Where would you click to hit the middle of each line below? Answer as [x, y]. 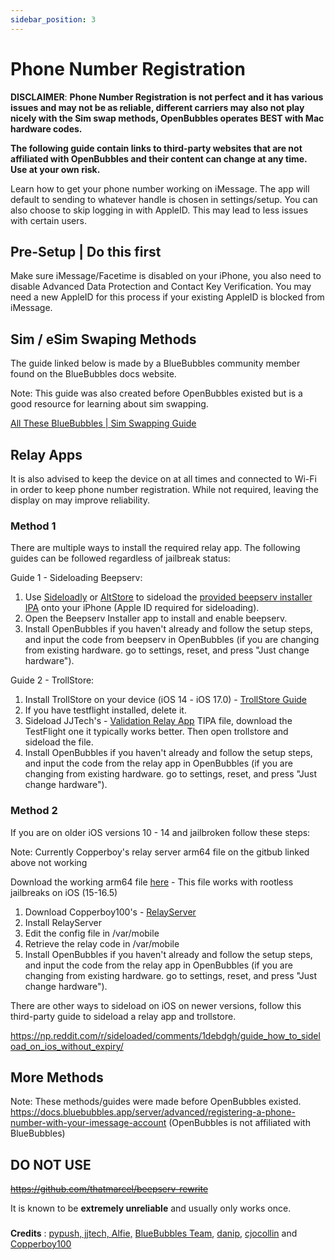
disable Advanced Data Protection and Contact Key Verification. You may [161, 287]
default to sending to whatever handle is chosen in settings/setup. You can [164, 199]
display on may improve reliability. [80, 500]
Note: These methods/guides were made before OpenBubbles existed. [156, 1102]
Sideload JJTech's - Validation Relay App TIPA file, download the [158, 721]
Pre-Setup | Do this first [86, 251]
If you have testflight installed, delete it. [105, 710]
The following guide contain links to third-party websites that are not [156, 148]
